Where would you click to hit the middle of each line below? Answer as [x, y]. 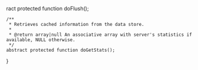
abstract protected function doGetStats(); [61, 50]
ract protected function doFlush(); [47, 9]
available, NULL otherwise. [41, 40]
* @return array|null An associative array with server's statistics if [100, 35]
